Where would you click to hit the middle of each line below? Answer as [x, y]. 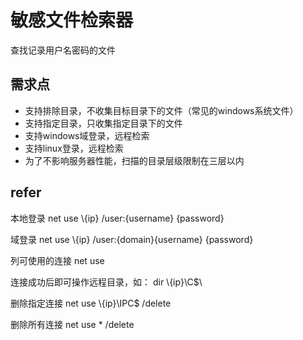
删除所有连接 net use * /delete [72, 324]
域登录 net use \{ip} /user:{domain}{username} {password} [132, 239]
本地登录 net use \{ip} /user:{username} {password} [117, 218]
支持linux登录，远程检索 [74, 148]
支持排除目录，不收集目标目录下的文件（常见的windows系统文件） [161, 110]
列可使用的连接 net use [57, 260]
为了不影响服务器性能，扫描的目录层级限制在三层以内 [134, 160]
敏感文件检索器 [72, 20]
